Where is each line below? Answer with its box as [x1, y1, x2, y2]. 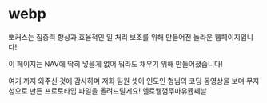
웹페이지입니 [214, 32, 254, 42]
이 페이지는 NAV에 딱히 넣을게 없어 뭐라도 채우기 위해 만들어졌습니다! [8, 59, 224, 69]
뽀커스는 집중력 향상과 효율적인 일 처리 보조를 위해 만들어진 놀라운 [8, 32, 213, 42]
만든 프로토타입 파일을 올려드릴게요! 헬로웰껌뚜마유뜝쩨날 [29, 85, 208, 96]
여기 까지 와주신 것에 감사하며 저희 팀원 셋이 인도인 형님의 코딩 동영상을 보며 [8, 76, 245, 85]
